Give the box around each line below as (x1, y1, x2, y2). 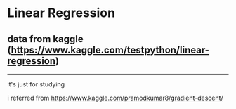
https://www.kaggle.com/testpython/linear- (11, 44, 209, 56)
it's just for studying (7, 80, 65, 89)
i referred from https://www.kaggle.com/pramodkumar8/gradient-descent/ (7, 94, 223, 102)
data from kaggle (7, 33, 84, 45)
